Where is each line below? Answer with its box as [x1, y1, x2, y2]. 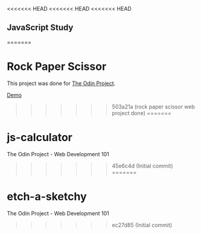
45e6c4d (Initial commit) [112, 162, 174, 169]
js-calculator [7, 130, 73, 144]
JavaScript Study [7, 22, 74, 33]
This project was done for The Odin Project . [7, 80, 116, 87]
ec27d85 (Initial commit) [112, 221, 173, 229]
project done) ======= [112, 109, 171, 116]
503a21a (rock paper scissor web [112, 103, 196, 110]
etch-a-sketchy [7, 189, 87, 203]
